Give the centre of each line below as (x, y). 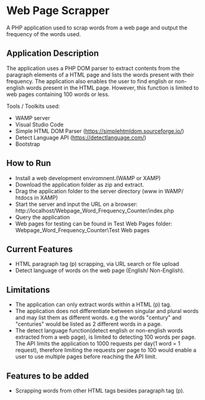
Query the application (43, 217)
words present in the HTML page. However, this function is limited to (112, 88)
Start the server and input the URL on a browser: (76, 204)
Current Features (40, 249)
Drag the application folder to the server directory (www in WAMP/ (99, 191)
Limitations (28, 289)
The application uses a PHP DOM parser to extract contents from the (93, 68)
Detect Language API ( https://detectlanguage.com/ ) (81, 137)
